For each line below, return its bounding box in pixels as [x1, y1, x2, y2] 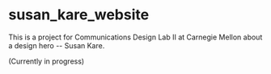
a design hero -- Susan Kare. [8, 40, 105, 50]
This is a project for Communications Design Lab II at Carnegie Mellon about [8, 32, 263, 42]
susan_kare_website [8, 6, 150, 24]
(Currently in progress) [8, 56, 85, 66]
